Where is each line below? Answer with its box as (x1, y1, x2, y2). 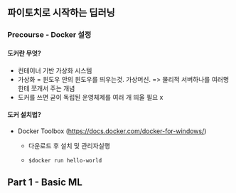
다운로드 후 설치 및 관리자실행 (28, 141, 110, 150)
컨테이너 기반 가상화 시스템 (17, 66, 92, 75)
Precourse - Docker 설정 (7, 30, 92, 40)
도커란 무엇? (7, 48, 41, 57)
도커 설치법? (7, 110, 41, 119)
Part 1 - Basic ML (7, 177, 83, 189)
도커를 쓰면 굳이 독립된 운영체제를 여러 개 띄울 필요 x (17, 93, 163, 101)
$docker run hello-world (28, 157, 102, 164)
